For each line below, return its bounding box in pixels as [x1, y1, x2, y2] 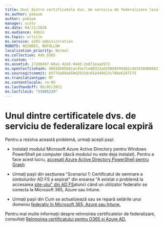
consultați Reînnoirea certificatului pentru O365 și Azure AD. [5, 216, 126, 222]
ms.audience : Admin [5, 30, 45, 35]
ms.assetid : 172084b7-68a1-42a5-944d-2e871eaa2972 [5, 62, 110, 67]
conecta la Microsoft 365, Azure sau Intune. [12, 187, 101, 193]
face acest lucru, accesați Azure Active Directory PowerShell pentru [12, 157, 149, 162]
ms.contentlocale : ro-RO [5, 80, 56, 85]
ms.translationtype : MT [5, 75, 54, 80]
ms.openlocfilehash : [5, 67, 47, 71]
